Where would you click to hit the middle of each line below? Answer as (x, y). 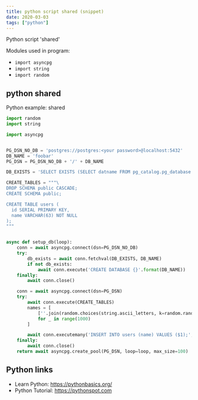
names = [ (39, 308)
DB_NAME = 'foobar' (30, 156)
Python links (29, 370)
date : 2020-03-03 (27, 17)
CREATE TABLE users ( (33, 204)
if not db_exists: (50, 264)
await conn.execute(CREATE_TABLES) (71, 303)
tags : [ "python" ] (27, 22)
